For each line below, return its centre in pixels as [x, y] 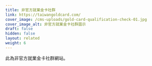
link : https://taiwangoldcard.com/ [43, 15]
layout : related [22, 39]
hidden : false [20, 34]
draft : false [19, 29]
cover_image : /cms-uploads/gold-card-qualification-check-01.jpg [76, 19]
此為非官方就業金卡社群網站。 [36, 58]
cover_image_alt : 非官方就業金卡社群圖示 [46, 24]
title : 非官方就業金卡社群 [31, 10]
